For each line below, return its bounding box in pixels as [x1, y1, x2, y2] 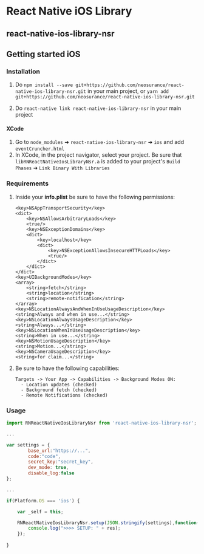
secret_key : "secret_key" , [28, 459, 94, 465]
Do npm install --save [15, 81, 73, 89]
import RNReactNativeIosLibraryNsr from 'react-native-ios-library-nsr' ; [6, 420, 197, 426]
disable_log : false [28, 470, 75, 476]
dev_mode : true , [28, 465, 69, 471]
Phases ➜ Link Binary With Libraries [15, 164, 110, 171]
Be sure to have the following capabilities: [15, 364, 120, 372]
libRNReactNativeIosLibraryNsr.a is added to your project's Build [15, 158, 180, 165]
